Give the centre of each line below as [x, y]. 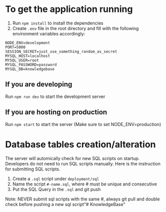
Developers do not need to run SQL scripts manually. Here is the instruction [83, 163]
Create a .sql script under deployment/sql [56, 178]
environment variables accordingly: [49, 33]
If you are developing [39, 84]
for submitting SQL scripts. [33, 169]
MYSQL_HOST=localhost [28, 56]
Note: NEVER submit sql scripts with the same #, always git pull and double [82, 199]
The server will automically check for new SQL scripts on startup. [72, 158]
